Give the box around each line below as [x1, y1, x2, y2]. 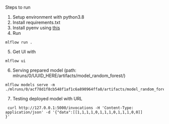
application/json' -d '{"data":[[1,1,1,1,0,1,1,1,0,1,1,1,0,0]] [5, 110, 143, 115]
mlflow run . [5, 40, 33, 45]
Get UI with [12, 49, 36, 54]
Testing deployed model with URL [12, 96, 82, 101]
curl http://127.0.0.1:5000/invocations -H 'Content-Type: [7, 105, 134, 110]
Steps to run [5, 5, 31, 10]
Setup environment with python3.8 [12, 14, 84, 20]
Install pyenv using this [12, 25, 60, 31]
